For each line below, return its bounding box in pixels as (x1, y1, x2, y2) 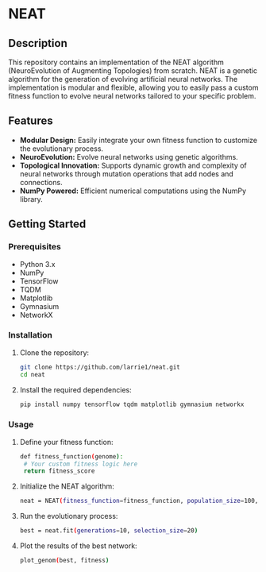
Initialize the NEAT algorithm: (19, 481, 115, 491)
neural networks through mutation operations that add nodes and (19, 168, 234, 179)
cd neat (19, 370, 45, 378)
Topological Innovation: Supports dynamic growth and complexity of (19, 160, 248, 170)
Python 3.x (19, 259, 56, 269)
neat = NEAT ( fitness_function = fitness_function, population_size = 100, (19, 497, 259, 505)
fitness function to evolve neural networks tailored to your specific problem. (8, 91, 256, 100)
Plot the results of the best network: (19, 541, 137, 551)
